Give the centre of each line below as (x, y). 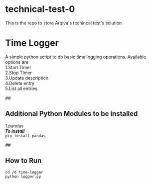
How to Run (23, 161)
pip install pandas (25, 136)
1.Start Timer (18, 67)
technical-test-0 (40, 9)
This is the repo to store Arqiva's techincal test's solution (64, 23)
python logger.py (23, 177)
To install (15, 131)
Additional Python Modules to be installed (72, 114)
